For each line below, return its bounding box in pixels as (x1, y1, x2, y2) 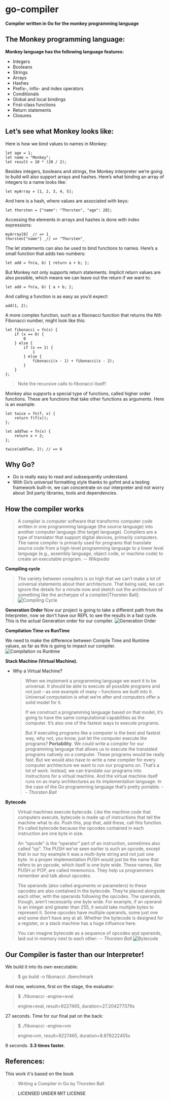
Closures (12, 112, 32, 118)
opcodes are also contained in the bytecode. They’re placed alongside (17, 888, 165, 894)
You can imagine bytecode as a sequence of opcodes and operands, (17, 930, 162, 936)
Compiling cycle (5, 566, 41, 572)
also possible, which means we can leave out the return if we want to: (5, 274, 151, 280)
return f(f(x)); (14, 415, 49, 420)
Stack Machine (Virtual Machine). (5, 658, 78, 664)
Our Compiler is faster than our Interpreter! (5, 950, 144, 959)
